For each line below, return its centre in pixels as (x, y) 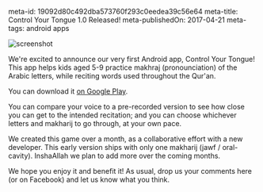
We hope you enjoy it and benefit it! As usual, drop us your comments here (130, 171)
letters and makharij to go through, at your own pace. (95, 123)
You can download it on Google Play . (68, 91)
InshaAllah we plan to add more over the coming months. (127, 156)
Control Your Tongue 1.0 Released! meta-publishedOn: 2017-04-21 (117, 20)
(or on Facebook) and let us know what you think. (89, 179)
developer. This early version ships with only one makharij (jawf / (114, 147)
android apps (48, 28)
